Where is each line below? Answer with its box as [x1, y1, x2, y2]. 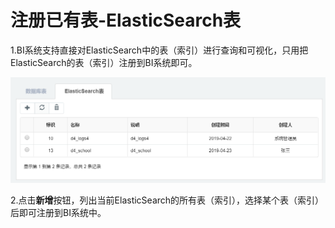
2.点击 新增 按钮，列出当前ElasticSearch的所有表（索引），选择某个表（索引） [10, 194, 325, 206]
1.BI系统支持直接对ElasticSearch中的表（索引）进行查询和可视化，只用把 [10, 44, 309, 56]
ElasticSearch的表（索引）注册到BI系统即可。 [10, 56, 198, 68]
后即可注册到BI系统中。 [10, 206, 107, 218]
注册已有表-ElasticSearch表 [10, 9, 242, 32]
